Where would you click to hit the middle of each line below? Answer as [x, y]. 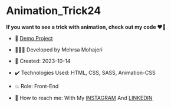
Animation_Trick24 [54, 11]
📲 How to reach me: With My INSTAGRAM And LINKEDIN [83, 98]
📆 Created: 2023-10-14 [42, 61]
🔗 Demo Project [34, 38]
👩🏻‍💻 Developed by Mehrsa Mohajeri [59, 49]
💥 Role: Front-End [37, 86]
